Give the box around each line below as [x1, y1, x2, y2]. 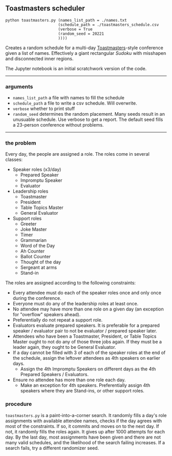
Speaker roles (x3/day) [12, 167, 61, 173]
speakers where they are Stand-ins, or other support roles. [20, 388, 145, 394]
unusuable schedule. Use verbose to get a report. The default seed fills [12, 116, 163, 122]
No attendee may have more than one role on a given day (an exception [12, 306, 164, 312]
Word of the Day [20, 243, 55, 249]
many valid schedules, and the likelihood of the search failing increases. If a [5, 439, 165, 445]
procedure [5, 401, 32, 408]
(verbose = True [58, 27, 93, 32]
